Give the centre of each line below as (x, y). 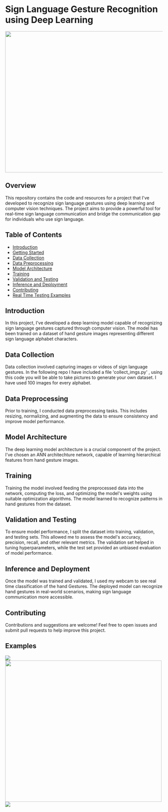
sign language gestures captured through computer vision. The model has (82, 328)
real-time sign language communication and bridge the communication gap (83, 214)
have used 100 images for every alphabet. (48, 383)
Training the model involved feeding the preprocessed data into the (74, 488)
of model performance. (29, 553)
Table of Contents (34, 235)
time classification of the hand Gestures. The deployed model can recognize (84, 586)
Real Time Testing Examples (41, 295)
